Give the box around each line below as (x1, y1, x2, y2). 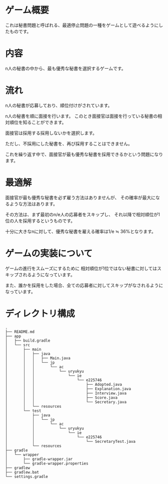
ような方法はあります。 (9, 201, 58, 207)
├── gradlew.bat (5, 469, 39, 474)
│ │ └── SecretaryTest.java (5, 439, 136, 444)
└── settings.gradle (5, 474, 49, 479)
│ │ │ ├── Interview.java (5, 391, 127, 396)
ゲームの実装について (5, 248, 93, 259)
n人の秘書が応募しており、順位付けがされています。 (5, 102, 113, 108)
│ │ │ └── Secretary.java (5, 399, 127, 404)
